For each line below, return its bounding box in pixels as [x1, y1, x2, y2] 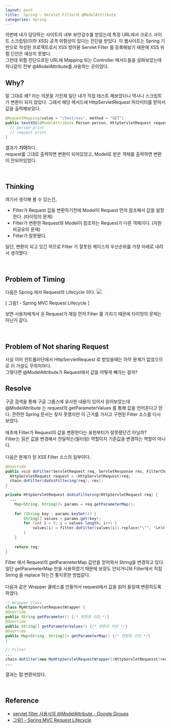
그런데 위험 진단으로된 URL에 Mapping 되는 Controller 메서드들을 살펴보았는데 [5, 57, 162, 63]
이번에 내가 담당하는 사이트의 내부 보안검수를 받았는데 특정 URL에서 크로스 [5, 32, 153, 38]
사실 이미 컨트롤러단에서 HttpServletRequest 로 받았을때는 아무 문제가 [5, 357, 146, 362]
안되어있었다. [10, 157, 37, 163]
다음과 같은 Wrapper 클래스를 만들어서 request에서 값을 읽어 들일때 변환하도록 [5, 584, 162, 590]
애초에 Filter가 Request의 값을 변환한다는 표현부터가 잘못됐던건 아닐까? [5, 429, 147, 435]
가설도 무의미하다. [16, 363, 52, 369]
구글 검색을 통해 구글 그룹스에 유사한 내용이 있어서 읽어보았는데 [5, 398, 131, 405]
